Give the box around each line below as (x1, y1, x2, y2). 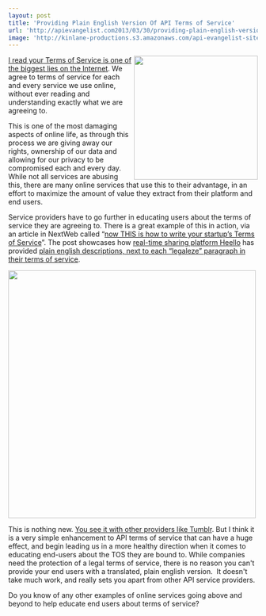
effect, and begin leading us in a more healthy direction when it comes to (8, 541, 247, 551)
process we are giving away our (8, 138, 112, 147)
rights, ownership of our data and (8, 147, 117, 156)
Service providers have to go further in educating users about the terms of (8, 212, 252, 222)
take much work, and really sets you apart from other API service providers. (8, 576, 256, 585)
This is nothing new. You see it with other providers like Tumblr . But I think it (8, 525, 255, 534)
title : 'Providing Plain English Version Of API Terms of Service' (8, 19, 236, 27)
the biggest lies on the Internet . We (8, 64, 123, 74)
